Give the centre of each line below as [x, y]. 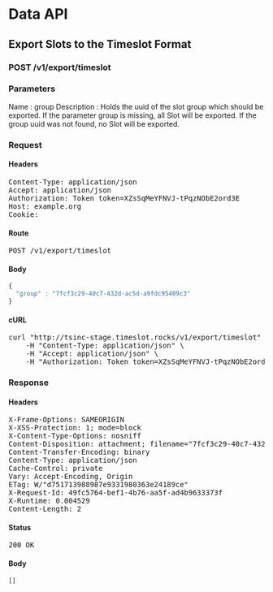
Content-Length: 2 [45, 509]
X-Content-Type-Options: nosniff [75, 436]
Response [28, 382]
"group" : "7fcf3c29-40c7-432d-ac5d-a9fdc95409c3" [103, 294]
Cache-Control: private [56, 469]
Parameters [32, 89]
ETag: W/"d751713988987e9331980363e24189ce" [99, 485]
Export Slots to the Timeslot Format [100, 44]
